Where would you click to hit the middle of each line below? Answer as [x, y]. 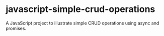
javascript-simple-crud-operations [80, 9]
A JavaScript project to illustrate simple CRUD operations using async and [83, 23]
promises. [16, 28]
